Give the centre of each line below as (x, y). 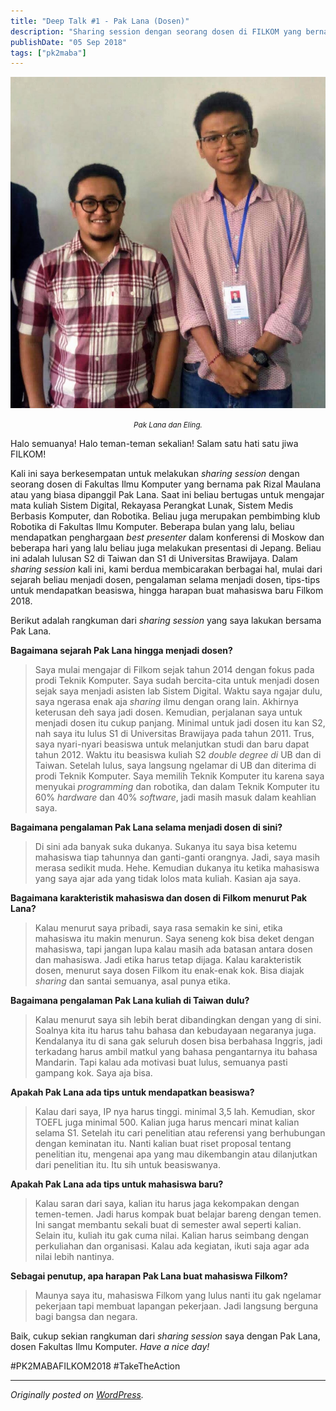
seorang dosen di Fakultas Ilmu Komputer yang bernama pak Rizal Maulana (166, 484)
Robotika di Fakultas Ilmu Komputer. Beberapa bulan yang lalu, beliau (152, 526)
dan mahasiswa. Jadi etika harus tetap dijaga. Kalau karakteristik (168, 959)
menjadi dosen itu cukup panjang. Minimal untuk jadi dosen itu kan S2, (180, 722)
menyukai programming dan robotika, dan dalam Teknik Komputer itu (177, 786)
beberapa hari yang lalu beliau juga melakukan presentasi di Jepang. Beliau (166, 547)
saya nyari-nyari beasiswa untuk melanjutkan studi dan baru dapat (172, 744)
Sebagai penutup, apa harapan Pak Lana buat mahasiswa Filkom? (149, 1276)
